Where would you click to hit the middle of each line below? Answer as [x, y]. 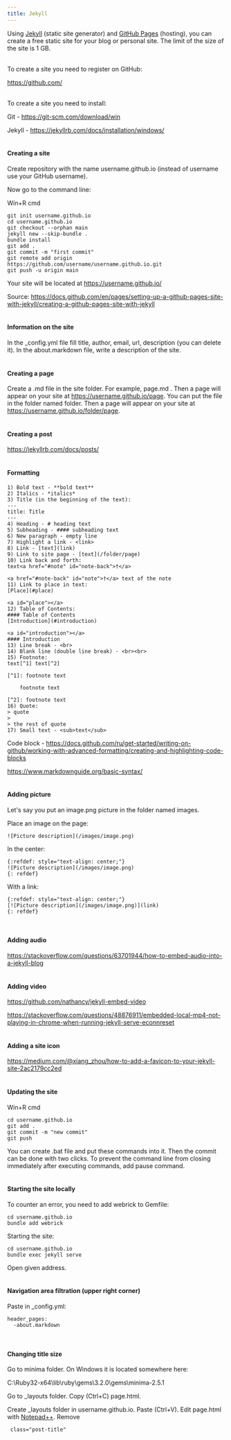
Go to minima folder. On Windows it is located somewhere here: [98, 1369]
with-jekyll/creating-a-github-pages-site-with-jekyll [81, 304]
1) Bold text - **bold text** [51, 487]
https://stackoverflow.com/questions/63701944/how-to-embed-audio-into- [115, 956]
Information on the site [40, 327]
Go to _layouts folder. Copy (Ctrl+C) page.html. [74, 1396]
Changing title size [35, 1354]
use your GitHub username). [47, 176]
